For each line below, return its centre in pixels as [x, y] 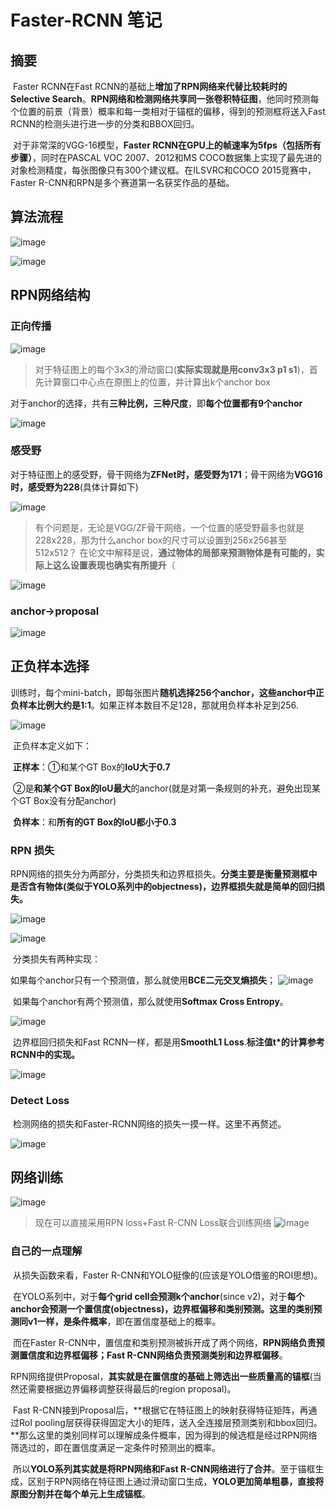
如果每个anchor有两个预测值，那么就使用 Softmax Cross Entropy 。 [150, 1002]
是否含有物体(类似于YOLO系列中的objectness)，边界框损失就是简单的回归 [163, 887]
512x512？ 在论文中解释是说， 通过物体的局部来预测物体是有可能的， [175, 552]
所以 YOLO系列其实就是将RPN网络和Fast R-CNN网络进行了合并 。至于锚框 [164, 1468]
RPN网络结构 [50, 295]
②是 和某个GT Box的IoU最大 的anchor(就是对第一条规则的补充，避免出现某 [166, 788]
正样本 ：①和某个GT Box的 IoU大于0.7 [91, 767]
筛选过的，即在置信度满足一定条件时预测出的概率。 [115, 1447]
